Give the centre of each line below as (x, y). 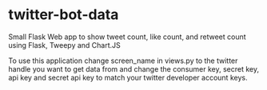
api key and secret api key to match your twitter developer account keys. (128, 77)
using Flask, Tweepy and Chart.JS (65, 45)
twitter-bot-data (64, 15)
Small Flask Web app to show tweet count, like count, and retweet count (127, 37)
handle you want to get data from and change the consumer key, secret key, (134, 68)
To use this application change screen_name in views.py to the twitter (123, 61)
